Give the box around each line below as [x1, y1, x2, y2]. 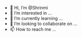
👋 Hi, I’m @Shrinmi [9, 5, 48, 10]
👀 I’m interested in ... [9, 10, 52, 16]
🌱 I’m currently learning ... [9, 15, 63, 21]
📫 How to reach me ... [9, 26, 56, 32]
